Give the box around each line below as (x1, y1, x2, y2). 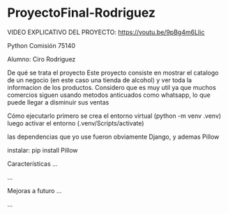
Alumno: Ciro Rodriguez (7, 54, 76, 63)
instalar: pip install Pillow (7, 146, 78, 154)
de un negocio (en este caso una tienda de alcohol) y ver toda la (7, 75, 192, 84)
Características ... (7, 159, 58, 168)
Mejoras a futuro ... (7, 186, 62, 194)
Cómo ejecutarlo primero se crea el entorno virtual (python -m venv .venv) (7, 112, 222, 120)
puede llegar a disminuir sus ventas (7, 98, 109, 106)
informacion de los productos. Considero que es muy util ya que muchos (7, 83, 216, 91)
